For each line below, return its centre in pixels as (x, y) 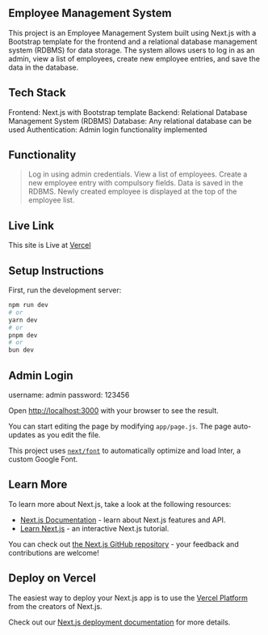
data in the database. (44, 67)
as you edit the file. (69, 435)
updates (22, 435)
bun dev (21, 350)
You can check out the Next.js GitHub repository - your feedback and (124, 544)
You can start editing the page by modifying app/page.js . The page (120, 426)
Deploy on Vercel (52, 578)
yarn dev (23, 320)
